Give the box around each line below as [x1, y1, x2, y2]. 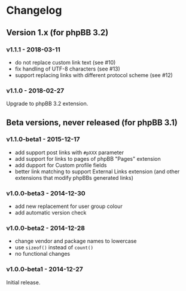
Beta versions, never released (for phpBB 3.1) [6, 117, 178, 127]
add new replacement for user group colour [14, 203, 123, 210]
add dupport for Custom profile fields [14, 161, 107, 169]
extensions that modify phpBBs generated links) [14, 174, 133, 181]
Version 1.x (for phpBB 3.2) [6, 27, 109, 38]
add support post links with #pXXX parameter [14, 149, 124, 156]
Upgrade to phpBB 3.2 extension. [6, 100, 89, 108]
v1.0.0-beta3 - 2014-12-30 [6, 189, 86, 197]
